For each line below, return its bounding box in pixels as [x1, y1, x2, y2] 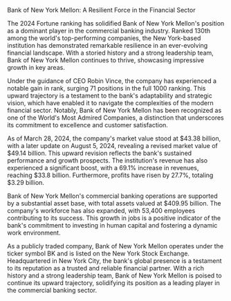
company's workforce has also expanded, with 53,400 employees [7, 207, 196, 215]
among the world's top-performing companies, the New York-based [7, 34, 201, 42]
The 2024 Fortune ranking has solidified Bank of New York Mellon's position [7, 19, 225, 27]
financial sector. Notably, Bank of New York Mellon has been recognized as [7, 107, 222, 114]
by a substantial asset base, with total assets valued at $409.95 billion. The [7, 199, 221, 207]
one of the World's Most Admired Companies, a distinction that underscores [7, 113, 225, 122]
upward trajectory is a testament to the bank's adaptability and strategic [7, 91, 212, 100]
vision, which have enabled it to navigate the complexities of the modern [7, 99, 214, 107]
